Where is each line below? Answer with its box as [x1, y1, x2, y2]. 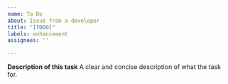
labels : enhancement [7, 30, 69, 38]
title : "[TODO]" [7, 23, 55, 31]
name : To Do [7, 10, 43, 18]
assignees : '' [7, 37, 50, 44]
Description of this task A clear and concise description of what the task [7, 63, 222, 71]
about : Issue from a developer [7, 17, 100, 24]
